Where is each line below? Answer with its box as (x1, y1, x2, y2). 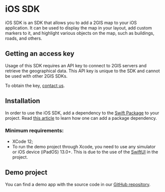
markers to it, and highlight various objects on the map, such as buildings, (5, 30, 155, 36)
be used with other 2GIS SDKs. (5, 73, 68, 79)
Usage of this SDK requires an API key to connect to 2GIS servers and (5, 62, 147, 68)
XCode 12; (12, 138, 33, 144)
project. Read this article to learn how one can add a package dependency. (5, 115, 157, 121)
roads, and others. (5, 35, 43, 41)
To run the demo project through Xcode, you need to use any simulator (12, 143, 156, 149)
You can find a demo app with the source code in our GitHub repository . (5, 181, 151, 187)
